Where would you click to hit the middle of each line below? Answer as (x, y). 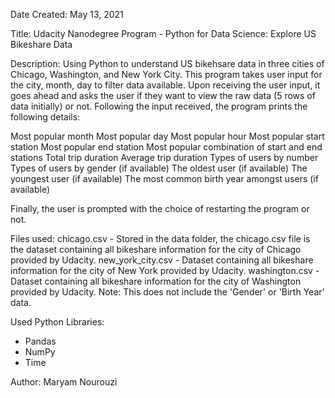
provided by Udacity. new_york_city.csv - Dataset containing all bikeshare (162, 260)
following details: (45, 117)
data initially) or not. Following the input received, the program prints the (159, 106)
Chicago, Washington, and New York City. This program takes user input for (166, 74)
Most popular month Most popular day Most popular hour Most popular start (167, 136)
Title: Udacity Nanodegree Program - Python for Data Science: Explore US (163, 33)
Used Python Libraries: (57, 322)
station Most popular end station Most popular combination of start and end (166, 147)
